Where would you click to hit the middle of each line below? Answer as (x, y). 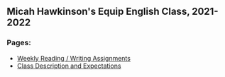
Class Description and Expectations (69, 66)
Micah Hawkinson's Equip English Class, (98, 12)
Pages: (19, 43)
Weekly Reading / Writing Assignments (73, 58)
